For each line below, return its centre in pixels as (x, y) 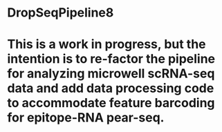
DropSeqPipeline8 (61, 13)
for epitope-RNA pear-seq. (86, 118)
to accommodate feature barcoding (111, 103)
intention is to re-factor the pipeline (111, 59)
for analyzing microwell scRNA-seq (111, 74)
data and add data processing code (111, 88)
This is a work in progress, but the (107, 45)
